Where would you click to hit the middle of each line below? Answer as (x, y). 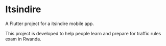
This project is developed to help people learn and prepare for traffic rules (83, 33)
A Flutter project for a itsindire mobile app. (50, 24)
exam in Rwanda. (23, 39)
